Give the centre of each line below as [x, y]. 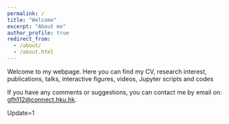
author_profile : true [38, 33]
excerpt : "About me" [37, 26]
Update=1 [21, 113]
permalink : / [26, 13]
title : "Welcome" [32, 20]
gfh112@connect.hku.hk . [42, 99]
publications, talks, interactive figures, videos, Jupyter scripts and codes [110, 79]
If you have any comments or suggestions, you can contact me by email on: [114, 92]
